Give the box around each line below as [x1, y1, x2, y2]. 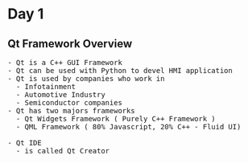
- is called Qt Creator [15, 146, 110, 155]
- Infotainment [15, 82, 76, 91]
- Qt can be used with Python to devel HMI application [7, 66, 233, 75]
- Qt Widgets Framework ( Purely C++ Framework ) [15, 114, 217, 123]
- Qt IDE [7, 138, 42, 147]
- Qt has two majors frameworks [7, 106, 135, 115]
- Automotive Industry [15, 90, 105, 99]
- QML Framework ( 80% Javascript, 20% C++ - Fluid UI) [15, 122, 242, 131]
